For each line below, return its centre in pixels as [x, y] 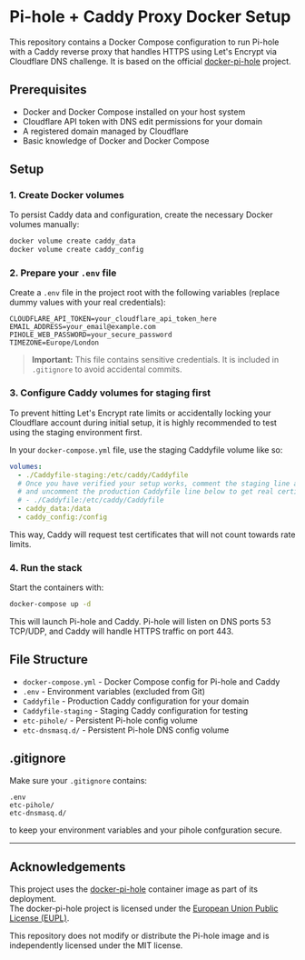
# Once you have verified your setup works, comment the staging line [154, 484]
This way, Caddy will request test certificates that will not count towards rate [152, 535]
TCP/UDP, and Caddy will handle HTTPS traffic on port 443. [122, 631]
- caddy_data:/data [54, 509]
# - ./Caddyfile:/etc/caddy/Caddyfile [91, 500]
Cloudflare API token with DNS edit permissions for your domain [143, 121]
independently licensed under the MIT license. [96, 945]
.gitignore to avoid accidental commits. [107, 369]
